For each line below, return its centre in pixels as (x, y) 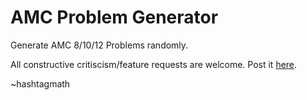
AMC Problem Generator (114, 17)
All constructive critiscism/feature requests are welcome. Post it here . (154, 64)
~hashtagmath (40, 83)
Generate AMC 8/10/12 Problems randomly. (99, 45)
